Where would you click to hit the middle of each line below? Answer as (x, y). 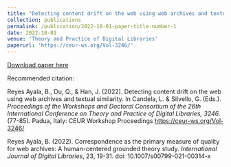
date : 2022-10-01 (32, 33)
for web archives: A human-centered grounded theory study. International (112, 149)
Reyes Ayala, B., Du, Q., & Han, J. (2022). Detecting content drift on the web (114, 91)
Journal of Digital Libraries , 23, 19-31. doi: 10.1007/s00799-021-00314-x (109, 156)
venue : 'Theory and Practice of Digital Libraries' (82, 39)
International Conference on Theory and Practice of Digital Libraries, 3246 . (114, 113)
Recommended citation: (41, 78)
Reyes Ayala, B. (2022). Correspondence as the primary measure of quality (113, 141)
